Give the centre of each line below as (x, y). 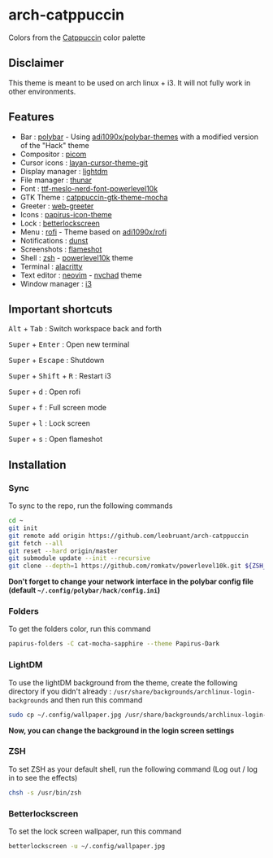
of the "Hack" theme (54, 145)
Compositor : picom (53, 154)
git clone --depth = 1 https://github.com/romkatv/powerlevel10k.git (125, 566)
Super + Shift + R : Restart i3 (60, 376)
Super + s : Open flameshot (56, 439)
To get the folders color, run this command (80, 629)
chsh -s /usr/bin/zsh (45, 792)
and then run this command (96, 700)
